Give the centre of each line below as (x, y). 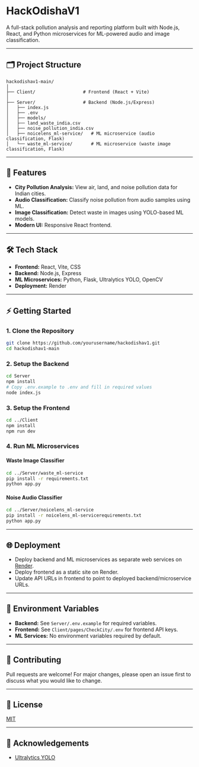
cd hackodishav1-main (33, 348)
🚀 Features (26, 173)
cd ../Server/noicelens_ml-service (50, 510)
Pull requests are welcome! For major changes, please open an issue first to (99, 674)
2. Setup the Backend (38, 364)
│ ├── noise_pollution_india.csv (50, 128)
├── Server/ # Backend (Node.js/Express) (81, 102)
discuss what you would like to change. (54, 680)
